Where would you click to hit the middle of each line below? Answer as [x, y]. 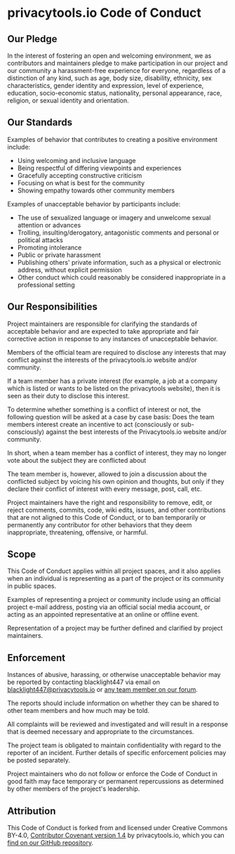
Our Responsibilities [53, 307]
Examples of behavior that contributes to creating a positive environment [113, 139]
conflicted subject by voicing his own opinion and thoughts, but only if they [116, 481]
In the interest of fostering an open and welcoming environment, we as [109, 55]
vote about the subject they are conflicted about [77, 460]
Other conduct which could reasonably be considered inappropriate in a [121, 277]
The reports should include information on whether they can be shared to [113, 703]
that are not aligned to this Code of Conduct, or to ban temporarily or [107, 517]
